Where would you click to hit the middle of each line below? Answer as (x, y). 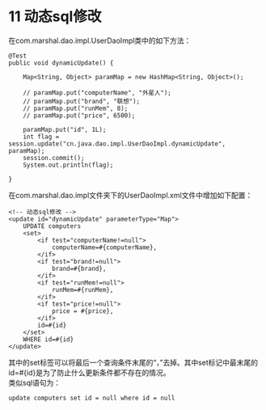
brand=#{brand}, (79, 268)
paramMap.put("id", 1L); (65, 129)
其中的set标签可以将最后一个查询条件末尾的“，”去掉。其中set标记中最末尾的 (133, 362)
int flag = (41, 137)
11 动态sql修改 (55, 17)
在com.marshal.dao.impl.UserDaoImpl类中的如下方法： (100, 40)
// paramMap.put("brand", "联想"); (82, 101)
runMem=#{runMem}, (82, 290)
